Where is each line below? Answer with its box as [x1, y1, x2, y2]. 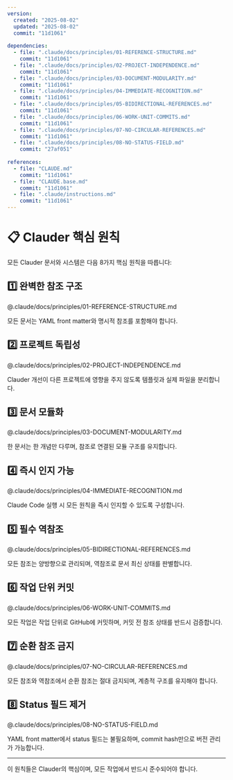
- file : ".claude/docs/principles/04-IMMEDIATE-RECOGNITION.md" [13, 88, 203, 94]
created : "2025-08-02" [13, 17, 79, 24]
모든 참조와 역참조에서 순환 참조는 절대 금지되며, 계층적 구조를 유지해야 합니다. [7, 677, 218, 685]
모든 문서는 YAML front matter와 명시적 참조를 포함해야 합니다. [7, 317, 178, 325]
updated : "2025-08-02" [13, 23, 79, 30]
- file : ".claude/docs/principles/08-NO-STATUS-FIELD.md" [13, 140, 185, 147]
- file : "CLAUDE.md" [13, 165, 73, 172]
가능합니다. [14, 744, 45, 752]
